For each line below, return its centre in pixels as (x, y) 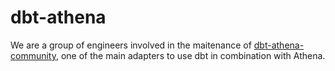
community (33, 55)
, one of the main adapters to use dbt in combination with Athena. (190, 55)
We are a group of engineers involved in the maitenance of (131, 45)
